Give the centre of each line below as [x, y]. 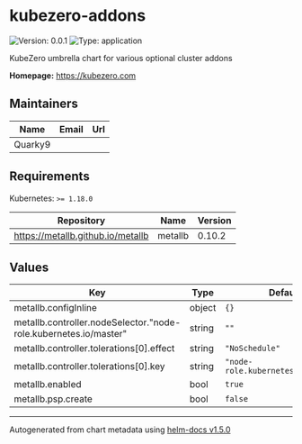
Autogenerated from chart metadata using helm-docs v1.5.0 [120, 430]
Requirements [49, 177]
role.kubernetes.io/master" [71, 334]
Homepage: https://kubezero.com [73, 75]
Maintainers [44, 104]
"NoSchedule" [252, 349]
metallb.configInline [55, 308]
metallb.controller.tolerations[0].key [89, 367]
